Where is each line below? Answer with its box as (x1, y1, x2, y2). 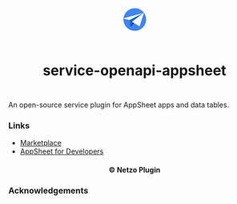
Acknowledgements (8, 185, 89, 196)
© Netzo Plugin (108, 165, 161, 174)
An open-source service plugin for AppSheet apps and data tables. (8, 100, 230, 110)
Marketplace (19, 138, 62, 148)
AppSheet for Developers (19, 146, 104, 156)
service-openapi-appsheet (42, 62, 227, 80)
